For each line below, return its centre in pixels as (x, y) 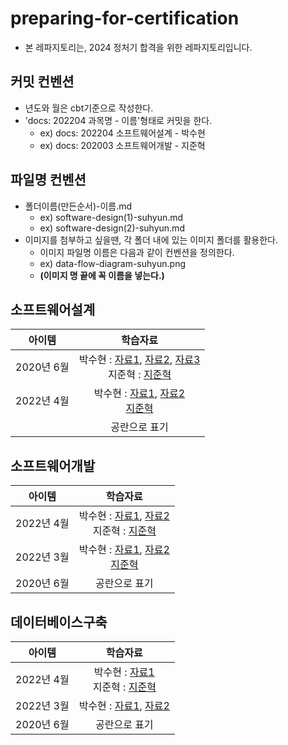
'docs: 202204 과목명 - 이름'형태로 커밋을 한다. (118, 120)
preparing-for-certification (125, 18)
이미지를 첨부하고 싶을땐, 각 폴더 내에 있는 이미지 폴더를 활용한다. (151, 239)
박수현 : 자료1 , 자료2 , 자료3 (139, 360)
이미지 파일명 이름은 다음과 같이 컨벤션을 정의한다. (137, 252)
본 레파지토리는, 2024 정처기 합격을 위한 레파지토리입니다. (138, 47)
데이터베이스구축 (59, 622)
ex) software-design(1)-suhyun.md (111, 217)
